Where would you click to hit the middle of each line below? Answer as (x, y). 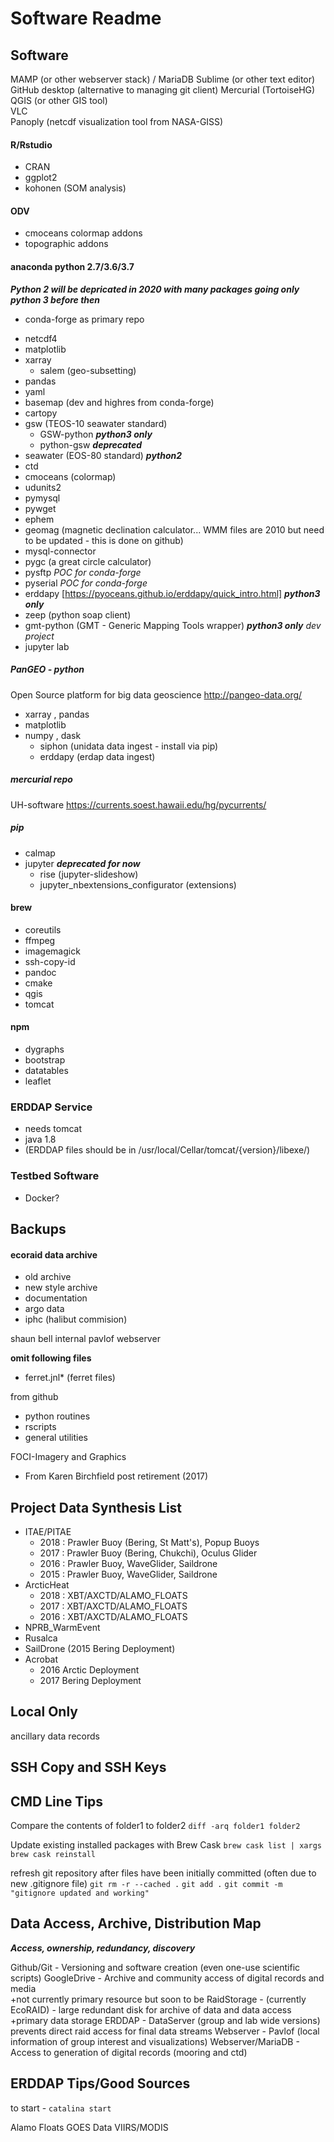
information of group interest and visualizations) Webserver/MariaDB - (155, 2041)
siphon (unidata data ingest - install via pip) (129, 746)
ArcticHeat (47, 1584)
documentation (56, 1298)
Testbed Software (55, 1176)
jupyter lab (47, 646)
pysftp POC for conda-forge (83, 572)
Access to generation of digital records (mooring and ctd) (129, 2052)
